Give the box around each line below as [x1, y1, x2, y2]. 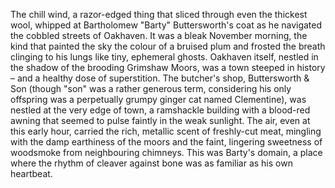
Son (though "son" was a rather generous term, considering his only [10, 83, 292, 94]
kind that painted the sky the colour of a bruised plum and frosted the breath [10, 40, 326, 52]
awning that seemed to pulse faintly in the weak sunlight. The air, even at [10, 115, 311, 126]
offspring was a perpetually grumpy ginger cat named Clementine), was [10, 94, 307, 105]
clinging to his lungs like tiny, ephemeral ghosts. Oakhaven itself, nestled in [10, 51, 319, 63]
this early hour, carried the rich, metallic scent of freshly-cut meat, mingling [10, 125, 322, 137]
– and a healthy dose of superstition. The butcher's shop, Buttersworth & [10, 72, 310, 84]
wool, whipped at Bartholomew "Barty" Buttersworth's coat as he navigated [10, 19, 323, 31]
